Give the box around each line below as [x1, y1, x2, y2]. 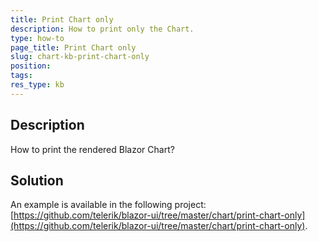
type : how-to [10, 33, 65, 43]
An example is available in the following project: [10, 199, 207, 211]
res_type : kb [10, 80, 65, 90]
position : [10, 61, 52, 71]
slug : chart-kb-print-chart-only [10, 52, 150, 62]
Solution [10, 172, 64, 189]
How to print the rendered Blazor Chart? [10, 143, 175, 155]
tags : [10, 71, 33, 81]
